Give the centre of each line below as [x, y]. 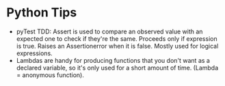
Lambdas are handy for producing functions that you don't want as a [113, 60]
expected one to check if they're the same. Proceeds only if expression [117, 38]
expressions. [34, 53]
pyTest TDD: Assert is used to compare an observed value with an [109, 31]
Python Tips [42, 13]
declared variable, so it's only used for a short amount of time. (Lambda [117, 68]
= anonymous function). [50, 75]
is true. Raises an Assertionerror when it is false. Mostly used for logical [117, 46]
